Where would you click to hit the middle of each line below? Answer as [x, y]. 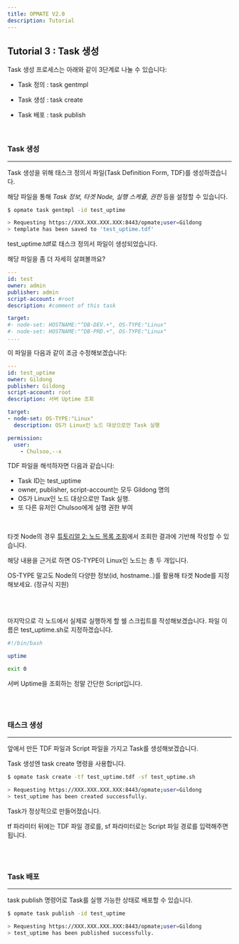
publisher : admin [33, 292]
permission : [25, 438]
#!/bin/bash [25, 643]
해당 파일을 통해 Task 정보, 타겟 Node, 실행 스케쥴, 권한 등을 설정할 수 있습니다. [118, 196]
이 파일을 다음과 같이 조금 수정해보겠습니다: [67, 352]
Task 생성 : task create [50, 100]
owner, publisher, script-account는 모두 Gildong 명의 [94, 490]
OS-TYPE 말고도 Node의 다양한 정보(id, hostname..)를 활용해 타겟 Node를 [112, 576]
